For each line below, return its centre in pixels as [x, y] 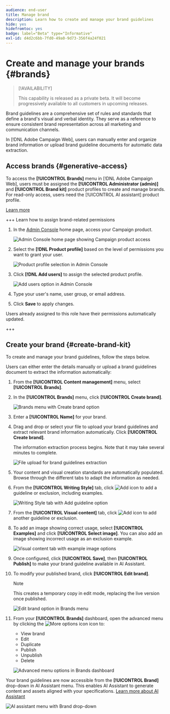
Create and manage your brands [75, 63]
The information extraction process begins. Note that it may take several [89, 447]
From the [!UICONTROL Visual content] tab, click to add [85, 513]
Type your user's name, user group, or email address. [69, 294]
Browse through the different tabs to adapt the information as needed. [86, 478]
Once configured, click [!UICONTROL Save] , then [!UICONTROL [80, 559]
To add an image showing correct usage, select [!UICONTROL [78, 528]
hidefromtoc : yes [24, 29]
